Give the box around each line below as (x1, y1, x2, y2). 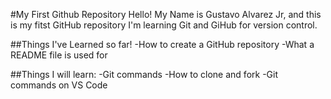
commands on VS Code (10, 79, 108, 91)
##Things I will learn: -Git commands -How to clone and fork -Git (10, 69, 278, 80)
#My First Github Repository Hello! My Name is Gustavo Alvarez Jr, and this (10, 9, 322, 20)
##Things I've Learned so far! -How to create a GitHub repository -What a (10, 39, 315, 50)
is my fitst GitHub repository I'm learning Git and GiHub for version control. (10, 19, 318, 31)
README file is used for (10, 49, 108, 61)
